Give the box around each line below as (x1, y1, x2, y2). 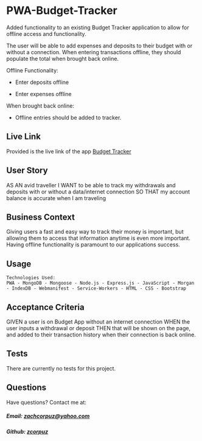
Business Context (6, 212, 75, 222)
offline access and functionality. (6, 30, 86, 37)
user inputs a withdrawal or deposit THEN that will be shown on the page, (6, 325, 190, 332)
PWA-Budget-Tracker (6, 4, 117, 18)
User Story (6, 165, 48, 176)
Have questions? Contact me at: (6, 398, 87, 406)
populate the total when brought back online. (6, 55, 119, 62)
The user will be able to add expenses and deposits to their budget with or (6, 42, 193, 49)
